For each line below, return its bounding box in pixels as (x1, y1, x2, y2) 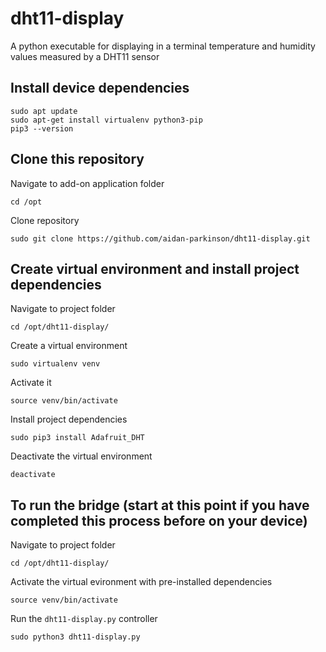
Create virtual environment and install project (10, 260, 300, 277)
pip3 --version (10, 123, 74, 134)
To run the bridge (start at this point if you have (10, 497, 310, 514)
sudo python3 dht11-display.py (10, 632, 141, 642)
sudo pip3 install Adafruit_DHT (10, 433, 145, 443)
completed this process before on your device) (10, 512, 308, 529)
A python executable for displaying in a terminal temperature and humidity (10, 40, 316, 52)
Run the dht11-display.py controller (10, 613, 158, 625)
